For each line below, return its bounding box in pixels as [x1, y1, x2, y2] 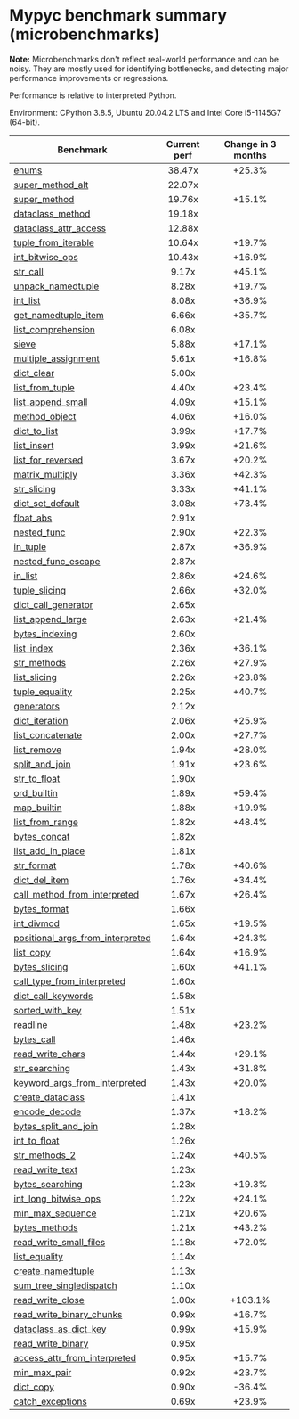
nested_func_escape [13, 554, 101, 567]
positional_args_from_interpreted [13, 931, 151, 944]
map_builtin [13, 801, 62, 814]
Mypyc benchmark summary [9, 5, 228, 26]
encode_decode [13, 1105, 82, 1118]
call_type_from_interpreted [13, 975, 126, 988]
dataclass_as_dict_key [13, 1323, 107, 1335]
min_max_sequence [13, 1207, 97, 1219]
